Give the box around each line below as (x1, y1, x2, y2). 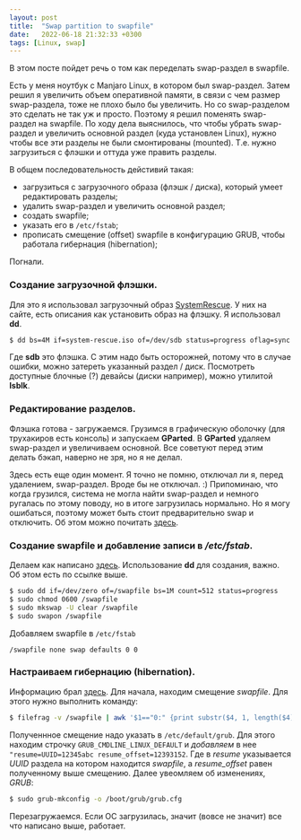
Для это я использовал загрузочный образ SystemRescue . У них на (9, 299, 267, 310)
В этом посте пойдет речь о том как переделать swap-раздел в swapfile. (9, 63, 289, 74)
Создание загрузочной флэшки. (9, 279, 158, 292)
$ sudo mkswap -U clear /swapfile (9, 603, 139, 612)
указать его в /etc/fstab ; (21, 220, 119, 231)
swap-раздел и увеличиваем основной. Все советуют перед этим (9, 442, 264, 453)
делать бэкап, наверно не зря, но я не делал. (9, 451, 183, 462)
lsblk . (9, 381, 30, 391)
